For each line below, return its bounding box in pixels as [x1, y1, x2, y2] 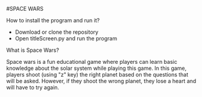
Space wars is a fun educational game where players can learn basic [6, 58, 178, 65]
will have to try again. [6, 84, 59, 91]
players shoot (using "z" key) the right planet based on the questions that [6, 71, 189, 78]
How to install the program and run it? [6, 17, 100, 23]
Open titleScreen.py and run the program [14, 35, 118, 42]
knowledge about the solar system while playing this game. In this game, [6, 64, 187, 72]
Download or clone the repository [14, 28, 98, 36]
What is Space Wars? [6, 46, 59, 54]
